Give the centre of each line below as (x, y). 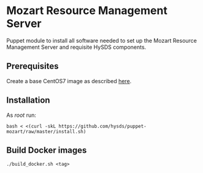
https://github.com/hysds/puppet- (103, 126)
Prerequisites (33, 66)
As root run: (21, 115)
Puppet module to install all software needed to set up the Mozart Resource (102, 40)
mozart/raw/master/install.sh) (46, 131)
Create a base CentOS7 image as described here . (69, 81)
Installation (28, 101)
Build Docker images (47, 150)
